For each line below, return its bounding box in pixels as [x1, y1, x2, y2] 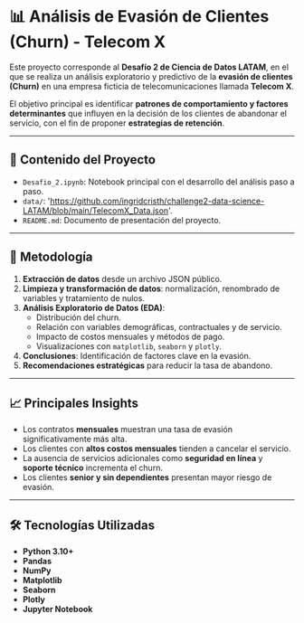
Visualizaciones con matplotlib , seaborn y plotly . [35, 340, 223, 352]
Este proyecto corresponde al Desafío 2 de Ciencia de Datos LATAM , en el [9, 61, 290, 72]
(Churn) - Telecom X [9, 32, 166, 52]
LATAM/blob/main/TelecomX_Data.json [22, 204, 169, 216]
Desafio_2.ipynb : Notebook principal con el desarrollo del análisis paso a [22, 176, 295, 187]
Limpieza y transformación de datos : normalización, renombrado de [22, 283, 280, 294]
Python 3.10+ [22, 546, 74, 557]
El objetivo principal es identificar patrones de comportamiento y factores [9, 98, 289, 109]
